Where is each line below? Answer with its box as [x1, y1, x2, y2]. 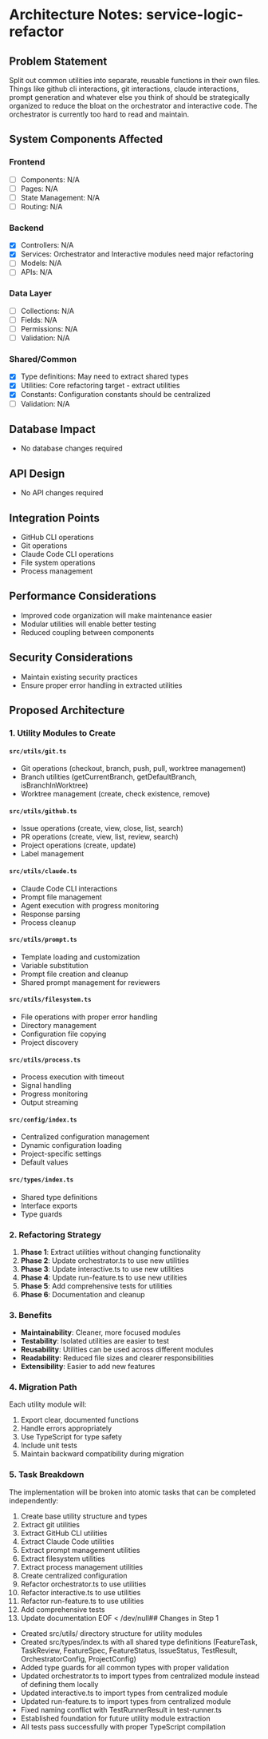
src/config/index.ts [9, 1116, 78, 1124]
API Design [9, 467, 65, 480]
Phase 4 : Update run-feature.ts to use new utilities [20, 1272, 187, 1282]
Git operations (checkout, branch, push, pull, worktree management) [20, 764, 246, 773]
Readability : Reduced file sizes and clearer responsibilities [20, 1353, 215, 1363]
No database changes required [20, 443, 123, 453]
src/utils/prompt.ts [9, 936, 78, 944]
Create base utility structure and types [20, 1511, 148, 1521]
